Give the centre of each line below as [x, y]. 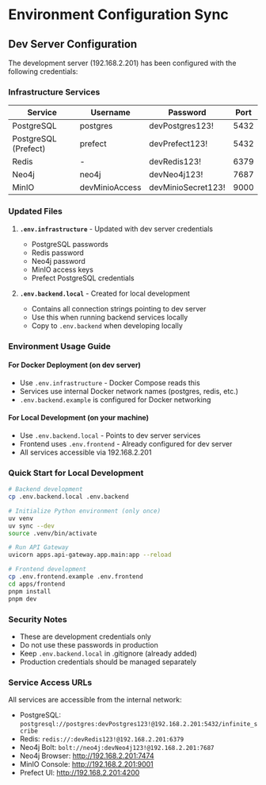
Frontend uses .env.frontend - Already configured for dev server [126, 443]
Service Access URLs [50, 683]
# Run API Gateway [38, 547]
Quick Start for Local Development [76, 473]
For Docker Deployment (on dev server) [74, 365]
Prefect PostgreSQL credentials [83, 278]
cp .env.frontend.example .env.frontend [76, 577]
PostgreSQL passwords [70, 244]
